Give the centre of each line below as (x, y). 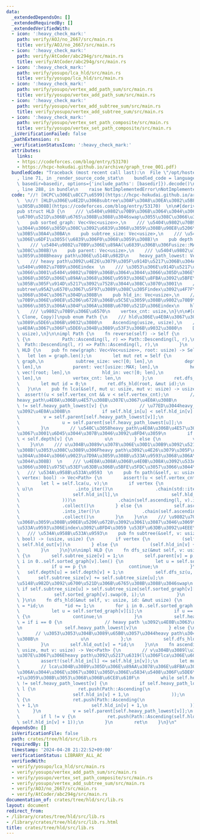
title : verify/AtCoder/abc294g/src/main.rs (72, 61)
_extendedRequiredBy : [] (42, 23)
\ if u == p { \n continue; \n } (105, 567)
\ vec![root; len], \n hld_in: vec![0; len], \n (90, 373)
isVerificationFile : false (45, 733)
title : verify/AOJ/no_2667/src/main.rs (66, 45)
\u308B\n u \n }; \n (74, 639)
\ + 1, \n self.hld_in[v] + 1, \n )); (107, 706)
